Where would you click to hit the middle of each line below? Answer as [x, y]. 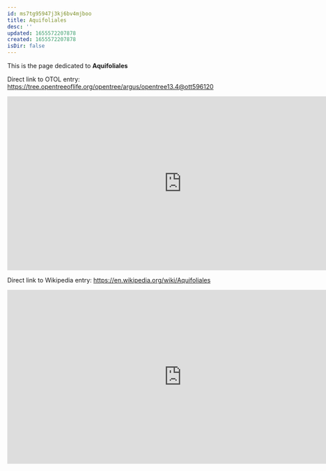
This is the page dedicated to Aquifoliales [68, 66]
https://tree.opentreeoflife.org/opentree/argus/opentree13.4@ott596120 [110, 87]
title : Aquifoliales [37, 20]
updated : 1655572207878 [42, 33]
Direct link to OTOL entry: [44, 79]
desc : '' [20, 26]
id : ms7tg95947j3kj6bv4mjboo [49, 14]
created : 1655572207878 [42, 40]
